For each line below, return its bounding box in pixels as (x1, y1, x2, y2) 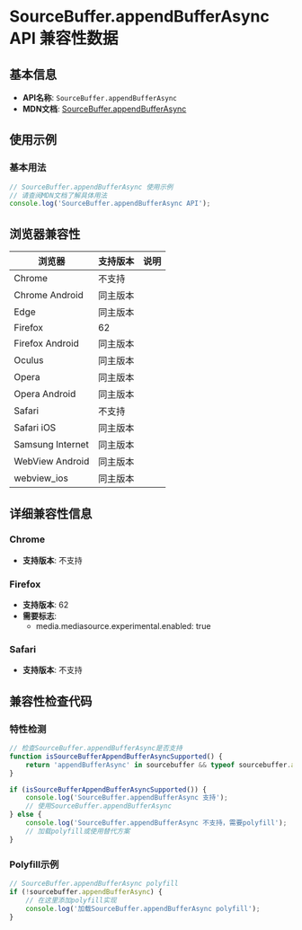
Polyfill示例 (9, 858, 59, 871)
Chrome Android (13, 289, 84, 302)
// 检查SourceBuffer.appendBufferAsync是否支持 (9, 744, 182, 753)
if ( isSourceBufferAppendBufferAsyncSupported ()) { (9, 784, 207, 794)
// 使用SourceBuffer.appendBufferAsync (25, 802, 173, 810)
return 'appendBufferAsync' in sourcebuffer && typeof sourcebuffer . (25, 760, 292, 769)
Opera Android (13, 388, 76, 401)
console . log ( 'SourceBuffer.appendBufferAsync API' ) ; (9, 199, 211, 208)
